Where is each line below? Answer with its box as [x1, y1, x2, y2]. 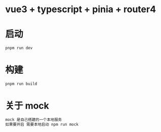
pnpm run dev [5, 46, 33, 51]
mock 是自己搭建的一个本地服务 [5, 117, 62, 122]
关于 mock [5, 100, 50, 111]
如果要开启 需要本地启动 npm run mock [5, 122, 79, 127]
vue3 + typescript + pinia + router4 [5, 4, 156, 15]
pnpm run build [5, 81, 37, 86]
